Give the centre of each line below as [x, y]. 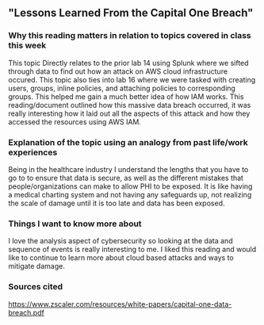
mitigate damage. [36, 266]
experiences [33, 152]
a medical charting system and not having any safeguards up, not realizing [130, 194]
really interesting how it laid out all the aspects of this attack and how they [129, 113]
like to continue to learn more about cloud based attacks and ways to [121, 258]
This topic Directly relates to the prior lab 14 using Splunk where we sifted [128, 63]
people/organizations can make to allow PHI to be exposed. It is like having [130, 186]
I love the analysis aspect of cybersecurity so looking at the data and [121, 241]
